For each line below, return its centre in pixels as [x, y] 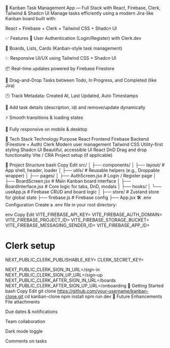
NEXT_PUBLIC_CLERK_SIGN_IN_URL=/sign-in [53, 269]
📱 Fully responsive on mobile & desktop [46, 129]
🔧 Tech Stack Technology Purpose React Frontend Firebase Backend [77, 139]
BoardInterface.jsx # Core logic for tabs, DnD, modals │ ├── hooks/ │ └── [83, 186]
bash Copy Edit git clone [31, 291]
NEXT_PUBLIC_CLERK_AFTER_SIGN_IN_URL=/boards [61, 280]
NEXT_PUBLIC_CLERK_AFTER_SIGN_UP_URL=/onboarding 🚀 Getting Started [84, 285]
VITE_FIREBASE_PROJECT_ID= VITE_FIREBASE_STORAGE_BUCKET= [77, 220]
